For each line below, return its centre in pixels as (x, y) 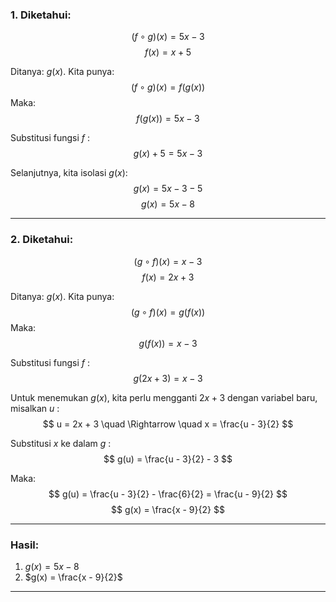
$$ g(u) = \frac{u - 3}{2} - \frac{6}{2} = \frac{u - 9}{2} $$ (168, 494)
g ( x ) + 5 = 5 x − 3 (168, 154)
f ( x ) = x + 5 (168, 52)
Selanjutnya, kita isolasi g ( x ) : (69, 173)
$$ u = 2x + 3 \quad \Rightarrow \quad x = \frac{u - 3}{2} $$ (168, 424)
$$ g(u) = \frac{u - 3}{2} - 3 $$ (168, 459)
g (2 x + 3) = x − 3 (168, 378)
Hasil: (25, 545)
